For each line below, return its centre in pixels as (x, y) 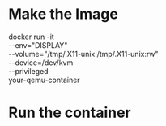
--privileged (28, 71)
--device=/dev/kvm (41, 63)
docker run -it (31, 37)
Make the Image (64, 14)
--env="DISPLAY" (38, 45)
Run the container (70, 113)
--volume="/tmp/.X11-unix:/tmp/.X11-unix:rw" (84, 54)
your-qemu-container (44, 80)
